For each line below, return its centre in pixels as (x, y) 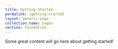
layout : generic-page (27, 18)
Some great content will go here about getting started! (59, 41)
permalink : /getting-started (34, 14)
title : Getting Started (29, 9)
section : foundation (26, 28)
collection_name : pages (29, 23)
